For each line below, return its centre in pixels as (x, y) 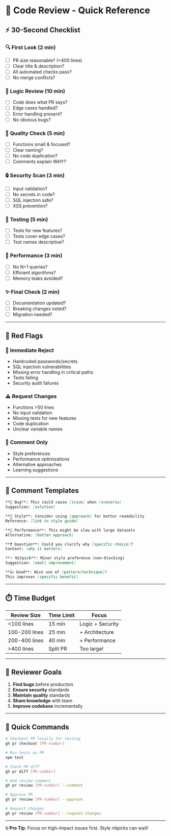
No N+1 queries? (30, 267)
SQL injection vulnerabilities (42, 367)
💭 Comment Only (27, 442)
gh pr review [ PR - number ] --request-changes (53, 813)
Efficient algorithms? (34, 272)
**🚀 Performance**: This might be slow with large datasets (70, 530)
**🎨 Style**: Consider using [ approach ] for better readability (75, 516)
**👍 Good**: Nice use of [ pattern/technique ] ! (56, 572)
